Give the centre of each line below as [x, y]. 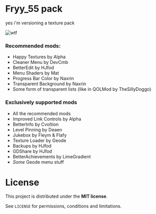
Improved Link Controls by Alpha [47, 119]
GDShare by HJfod [32, 151]
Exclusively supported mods [41, 102]
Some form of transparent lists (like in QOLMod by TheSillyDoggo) [82, 89]
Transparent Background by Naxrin [49, 84]
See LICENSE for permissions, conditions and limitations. [64, 206]
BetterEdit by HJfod [33, 68]
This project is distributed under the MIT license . [56, 196]
